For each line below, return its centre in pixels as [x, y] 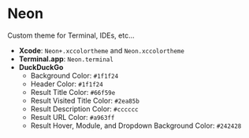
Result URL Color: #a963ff [72, 117]
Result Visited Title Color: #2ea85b [85, 100]
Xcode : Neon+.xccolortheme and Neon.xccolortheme [101, 50]
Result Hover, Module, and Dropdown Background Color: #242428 [136, 125]
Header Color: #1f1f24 [67, 84]
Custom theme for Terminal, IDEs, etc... [71, 35]
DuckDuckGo [41, 67]
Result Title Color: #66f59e [73, 92]
